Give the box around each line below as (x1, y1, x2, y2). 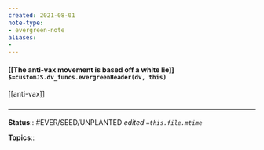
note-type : (8, 19, 44, 27)
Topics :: (8, 133, 35, 142)
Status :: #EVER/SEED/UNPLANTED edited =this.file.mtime (8, 117, 203, 126)
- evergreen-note (8, 26, 65, 34)
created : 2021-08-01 (8, 11, 76, 20)
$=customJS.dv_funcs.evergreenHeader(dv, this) (8, 73, 167, 81)
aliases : (8, 33, 37, 42)
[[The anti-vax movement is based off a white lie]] (8, 64, 174, 75)
